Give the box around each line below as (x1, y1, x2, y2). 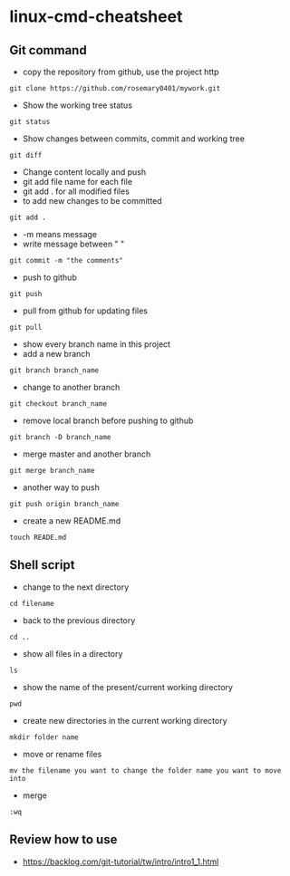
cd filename (9, 599, 54, 608)
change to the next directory (22, 582, 130, 592)
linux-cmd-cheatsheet (9, 6, 183, 27)
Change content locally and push (22, 167, 147, 178)
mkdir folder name (9, 732, 79, 742)
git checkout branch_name (9, 399, 107, 409)
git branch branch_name (9, 366, 100, 375)
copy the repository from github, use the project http (22, 66, 219, 77)
